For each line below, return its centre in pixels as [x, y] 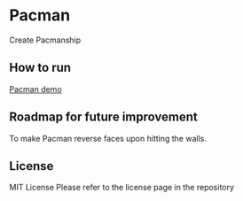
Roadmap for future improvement [103, 117]
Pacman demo [35, 89]
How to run [40, 68]
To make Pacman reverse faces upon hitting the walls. [108, 138]
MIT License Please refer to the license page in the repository [122, 188]
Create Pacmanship [45, 40]
